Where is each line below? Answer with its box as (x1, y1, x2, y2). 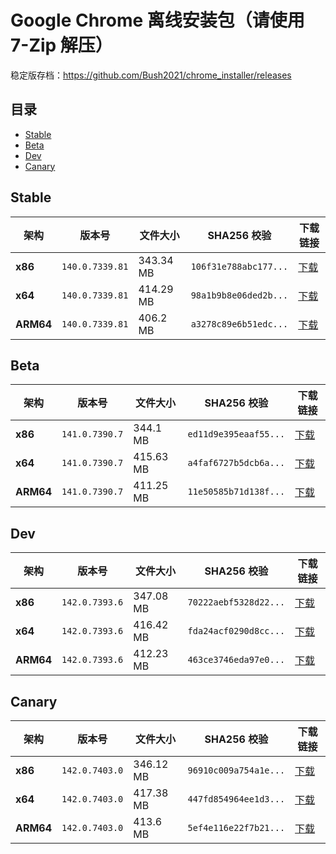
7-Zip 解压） (10, 34, 113, 57)
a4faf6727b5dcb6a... (187, 457, 286, 469)
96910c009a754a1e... (187, 765, 286, 776)
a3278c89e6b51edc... (190, 318, 289, 330)
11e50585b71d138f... (187, 486, 286, 498)
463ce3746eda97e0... (187, 654, 286, 666)
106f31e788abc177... (190, 261, 289, 272)
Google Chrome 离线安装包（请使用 (10, 9, 305, 32)
